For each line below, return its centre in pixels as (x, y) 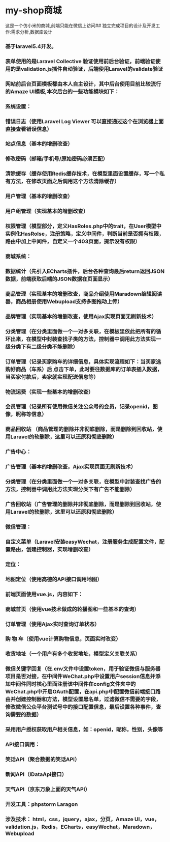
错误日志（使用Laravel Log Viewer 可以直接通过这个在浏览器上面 (84, 121)
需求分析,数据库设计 (32, 32)
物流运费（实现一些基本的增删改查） (49, 391)
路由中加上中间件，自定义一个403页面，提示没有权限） (73, 241)
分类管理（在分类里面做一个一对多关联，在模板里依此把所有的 (81, 331)
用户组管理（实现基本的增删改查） (47, 211)
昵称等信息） (31, 414)
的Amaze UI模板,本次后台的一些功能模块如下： (62, 91)
